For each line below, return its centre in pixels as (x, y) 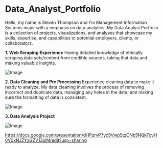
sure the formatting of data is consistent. (46, 97)
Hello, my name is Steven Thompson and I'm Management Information (76, 22)
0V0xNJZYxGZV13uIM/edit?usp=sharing (46, 140)
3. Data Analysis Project (30, 116)
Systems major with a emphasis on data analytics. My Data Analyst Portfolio (81, 27)
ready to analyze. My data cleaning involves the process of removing (75, 87)
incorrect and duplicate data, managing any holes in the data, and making (79, 92)
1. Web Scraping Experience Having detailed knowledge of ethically (74, 53)
